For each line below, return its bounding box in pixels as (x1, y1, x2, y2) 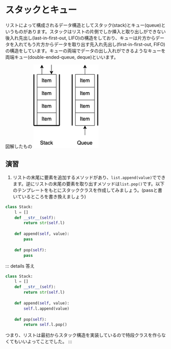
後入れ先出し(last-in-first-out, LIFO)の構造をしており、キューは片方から (5, 35, 156, 41)
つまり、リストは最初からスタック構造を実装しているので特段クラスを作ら (5, 332, 162, 338)
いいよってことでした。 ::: (18, 338, 72, 345)
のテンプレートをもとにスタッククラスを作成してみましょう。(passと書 (12, 187, 162, 193)
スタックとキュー (5, 4, 78, 16)
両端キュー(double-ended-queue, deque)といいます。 (5, 54, 118, 60)
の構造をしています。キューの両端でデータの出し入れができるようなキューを (5, 48, 166, 54)
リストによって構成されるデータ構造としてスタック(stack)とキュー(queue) (5, 22, 161, 28)
